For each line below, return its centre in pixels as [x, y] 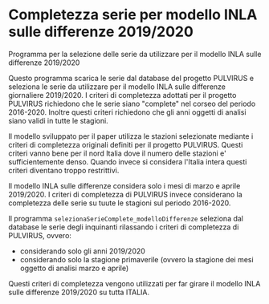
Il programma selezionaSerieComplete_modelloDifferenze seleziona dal [126, 218]
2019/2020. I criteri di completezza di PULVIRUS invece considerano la [125, 194]
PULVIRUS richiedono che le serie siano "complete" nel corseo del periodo [132, 103]
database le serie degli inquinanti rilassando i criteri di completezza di [124, 227]
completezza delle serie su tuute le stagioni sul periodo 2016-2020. [120, 203]
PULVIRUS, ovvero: [40, 235]
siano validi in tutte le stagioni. [58, 120]
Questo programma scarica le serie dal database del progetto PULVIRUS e [131, 78]
